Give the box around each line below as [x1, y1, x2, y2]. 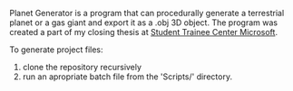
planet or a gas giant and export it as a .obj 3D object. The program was [9, 17, 278, 28]
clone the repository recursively [22, 62, 142, 72]
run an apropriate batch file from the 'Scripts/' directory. [22, 71, 233, 82]
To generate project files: [9, 44, 103, 55]
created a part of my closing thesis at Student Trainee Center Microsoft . [9, 27, 278, 37]
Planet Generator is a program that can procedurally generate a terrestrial [9, 8, 285, 18]
